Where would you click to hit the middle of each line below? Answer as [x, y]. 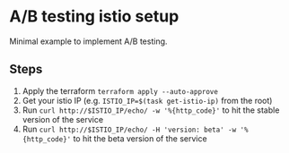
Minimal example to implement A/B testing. [88, 41]
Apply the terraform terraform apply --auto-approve [120, 90]
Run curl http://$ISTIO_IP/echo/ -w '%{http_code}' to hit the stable [151, 110]
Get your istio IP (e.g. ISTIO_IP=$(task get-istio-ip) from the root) [147, 100]
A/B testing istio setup [94, 17]
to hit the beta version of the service [140, 138]
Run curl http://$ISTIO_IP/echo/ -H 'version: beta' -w [129, 129]
